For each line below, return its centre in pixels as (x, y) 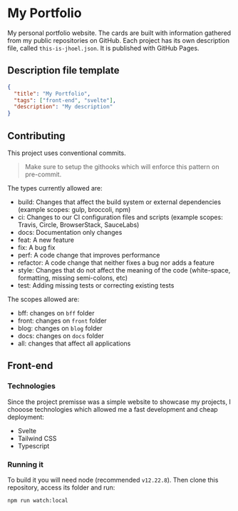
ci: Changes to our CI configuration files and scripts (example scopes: (120, 217)
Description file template (63, 70)
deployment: (26, 417)
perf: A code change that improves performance (89, 255)
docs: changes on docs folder (61, 335)
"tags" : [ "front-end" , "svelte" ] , (65, 100)
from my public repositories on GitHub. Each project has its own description (119, 40)
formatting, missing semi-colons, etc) (73, 278)
